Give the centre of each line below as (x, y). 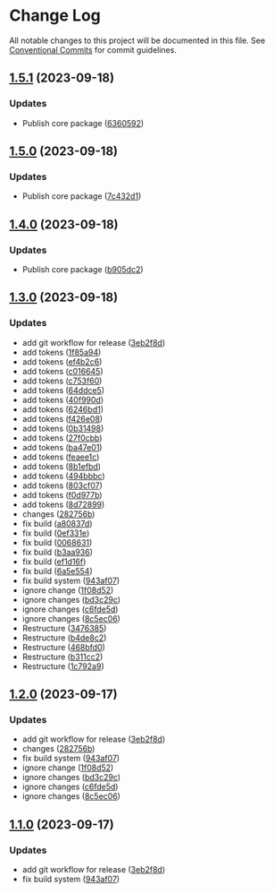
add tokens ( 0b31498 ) (63, 428)
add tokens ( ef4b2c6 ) (62, 361)
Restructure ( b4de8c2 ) (64, 638)
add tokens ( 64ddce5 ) (63, 390)
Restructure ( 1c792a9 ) (63, 666)
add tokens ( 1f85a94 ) (62, 352)
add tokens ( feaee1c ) (61, 457)
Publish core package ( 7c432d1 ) (82, 196)
